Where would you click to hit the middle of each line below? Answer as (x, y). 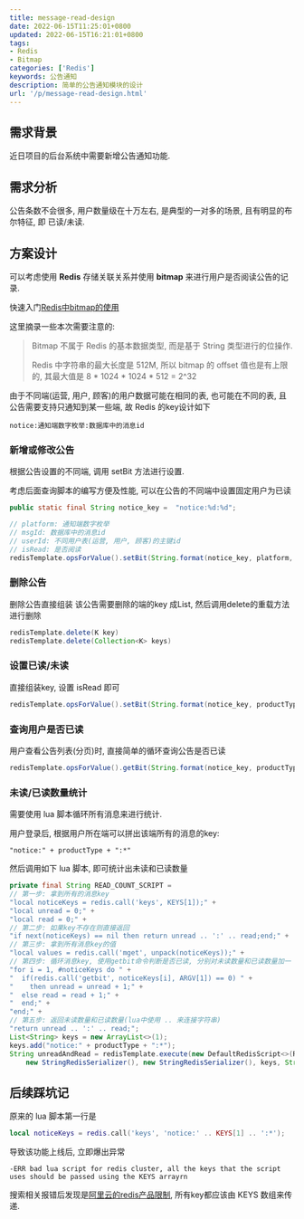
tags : (19, 43)
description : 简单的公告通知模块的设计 (76, 85)
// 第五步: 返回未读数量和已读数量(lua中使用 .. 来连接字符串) (115, 1020)
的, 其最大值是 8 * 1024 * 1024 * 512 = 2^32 (114, 376)
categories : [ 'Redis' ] (52, 69)
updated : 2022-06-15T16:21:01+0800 (76, 34)
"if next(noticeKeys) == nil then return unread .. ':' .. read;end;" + (149, 936)
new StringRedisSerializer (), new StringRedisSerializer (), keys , (153, 1062)
